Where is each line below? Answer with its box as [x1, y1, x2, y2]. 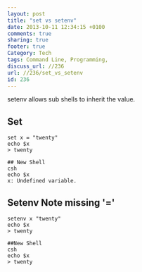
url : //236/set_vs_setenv [7, 69, 83, 76]
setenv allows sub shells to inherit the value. [7, 95, 136, 104]
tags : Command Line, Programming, [7, 56, 109, 63]
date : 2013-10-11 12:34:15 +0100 [7, 23, 105, 30]
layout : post [7, 10, 46, 18]
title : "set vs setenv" [7, 17, 77, 24]
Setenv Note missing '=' [7, 197, 115, 209]
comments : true [7, 30, 52, 37]
